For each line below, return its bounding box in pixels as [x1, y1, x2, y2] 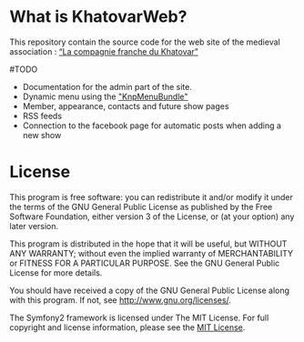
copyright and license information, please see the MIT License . [9, 321, 246, 333]
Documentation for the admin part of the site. [22, 81, 193, 92]
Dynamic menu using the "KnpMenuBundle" [22, 91, 188, 102]
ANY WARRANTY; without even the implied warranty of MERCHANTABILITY [9, 247, 294, 258]
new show [22, 129, 62, 140]
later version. [9, 220, 59, 231]
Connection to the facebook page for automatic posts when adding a [22, 120, 282, 131]
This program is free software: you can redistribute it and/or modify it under [9, 191, 293, 202]
